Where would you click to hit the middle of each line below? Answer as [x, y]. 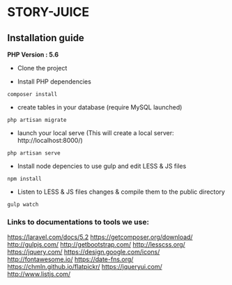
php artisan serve [34, 153]
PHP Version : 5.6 [33, 54]
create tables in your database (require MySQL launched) [100, 107]
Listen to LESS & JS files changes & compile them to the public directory [121, 192]
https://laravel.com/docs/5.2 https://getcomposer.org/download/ [100, 237]
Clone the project [42, 68]
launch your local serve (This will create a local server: [95, 133]
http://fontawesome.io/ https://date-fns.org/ [70, 259]
